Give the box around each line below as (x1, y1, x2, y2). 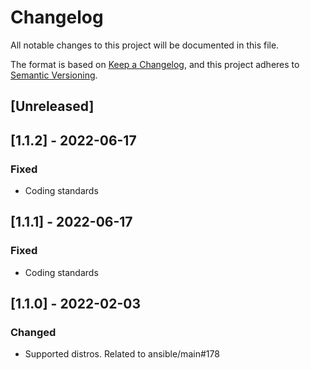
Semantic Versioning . (10, 69, 98, 81)
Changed (10, 326, 57, 340)
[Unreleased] (10, 98, 95, 115)
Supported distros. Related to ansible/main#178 (24, 348, 220, 360)
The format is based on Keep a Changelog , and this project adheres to (10, 58, 300, 70)
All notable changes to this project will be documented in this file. (10, 39, 280, 51)
